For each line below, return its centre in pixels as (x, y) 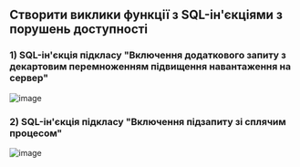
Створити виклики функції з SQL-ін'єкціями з (146, 15)
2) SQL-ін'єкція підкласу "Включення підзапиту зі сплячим (148, 121)
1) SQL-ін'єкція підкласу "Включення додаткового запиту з (148, 56)
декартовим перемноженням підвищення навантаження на (150, 67)
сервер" (29, 78)
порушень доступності (79, 30)
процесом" (36, 133)
